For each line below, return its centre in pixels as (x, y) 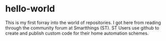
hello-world (30, 9)
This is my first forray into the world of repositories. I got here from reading (83, 22)
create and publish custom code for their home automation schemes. (77, 33)
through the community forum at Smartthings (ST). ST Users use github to (82, 27)
